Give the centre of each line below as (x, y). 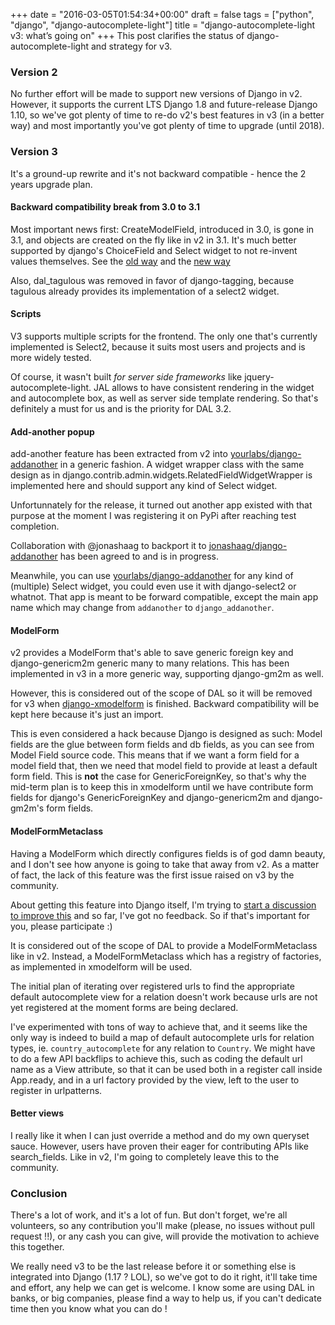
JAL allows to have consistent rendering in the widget (204, 387)
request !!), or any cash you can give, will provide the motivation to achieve (165, 1236)
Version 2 (34, 72)
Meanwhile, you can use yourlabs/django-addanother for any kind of (152, 576)
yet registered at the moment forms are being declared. (124, 1007)
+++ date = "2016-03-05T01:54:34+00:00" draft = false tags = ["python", (162, 14)
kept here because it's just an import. (87, 715)
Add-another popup (52, 431)
